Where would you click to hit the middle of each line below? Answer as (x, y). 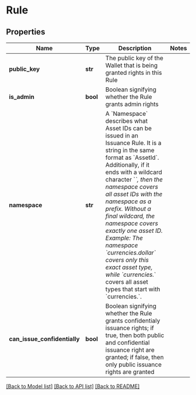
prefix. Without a (128, 209)
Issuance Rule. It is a (133, 143)
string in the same (130, 150)
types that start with (133, 289)
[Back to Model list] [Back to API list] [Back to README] (73, 386)
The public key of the (134, 58)
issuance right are (130, 350)
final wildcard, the (130, 216)
